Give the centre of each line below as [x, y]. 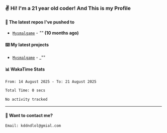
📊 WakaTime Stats [25, 69]
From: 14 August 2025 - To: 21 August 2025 [51, 81]
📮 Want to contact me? [29, 115]
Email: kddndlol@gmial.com [33, 126]
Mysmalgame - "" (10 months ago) [45, 33]
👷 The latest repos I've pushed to [40, 22]
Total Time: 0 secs [25, 91]
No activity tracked [27, 100]
